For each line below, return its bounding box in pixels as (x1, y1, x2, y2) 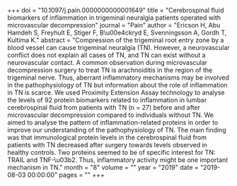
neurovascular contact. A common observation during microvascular (7, 58, 207, 66)
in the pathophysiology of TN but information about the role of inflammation (7, 81, 228, 89)
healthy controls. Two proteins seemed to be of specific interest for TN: (7, 148, 216, 156)
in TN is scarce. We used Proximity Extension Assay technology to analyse (7, 88, 225, 97)
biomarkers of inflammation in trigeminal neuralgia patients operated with (7, 13, 221, 22)
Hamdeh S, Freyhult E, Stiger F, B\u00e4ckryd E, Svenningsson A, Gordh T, (7, 28, 227, 37)
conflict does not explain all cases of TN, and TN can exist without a (7, 51, 207, 59)
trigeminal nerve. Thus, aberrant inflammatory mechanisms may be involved (7, 73, 230, 82)
